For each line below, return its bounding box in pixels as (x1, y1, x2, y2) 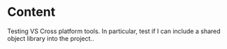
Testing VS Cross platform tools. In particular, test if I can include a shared (7, 27, 221, 35)
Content (7, 4, 56, 20)
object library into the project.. (7, 34, 94, 42)
